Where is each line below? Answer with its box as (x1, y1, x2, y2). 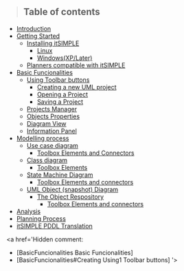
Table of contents (23, 6, 100, 18)
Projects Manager (26, 105, 77, 113)
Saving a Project (36, 97, 84, 106)
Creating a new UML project (36, 83, 117, 91)
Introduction (16, 24, 51, 32)
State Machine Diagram (26, 171, 93, 179)
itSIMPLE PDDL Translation (16, 221, 93, 230)
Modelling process (16, 134, 69, 142)
